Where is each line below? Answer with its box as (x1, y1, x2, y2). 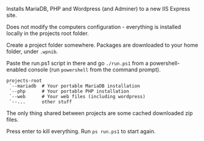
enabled (6, 66, 27, 73)
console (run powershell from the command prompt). (27, 66, 161, 73)
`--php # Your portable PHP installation (9, 88, 130, 94)
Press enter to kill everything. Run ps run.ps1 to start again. (6, 128, 156, 135)
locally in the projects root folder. (6, 30, 90, 37)
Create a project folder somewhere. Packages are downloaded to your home (6, 42, 199, 48)
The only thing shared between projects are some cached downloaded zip (6, 110, 193, 117)
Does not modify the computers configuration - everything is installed (6, 24, 181, 30)
